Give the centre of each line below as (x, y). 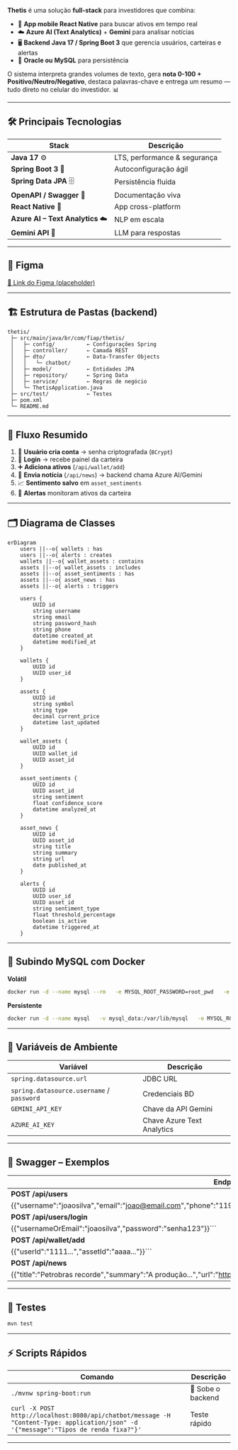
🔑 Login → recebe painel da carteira (70, 459)
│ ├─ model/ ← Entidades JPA (72, 369)
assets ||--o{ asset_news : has (68, 580)
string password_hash (65, 624)
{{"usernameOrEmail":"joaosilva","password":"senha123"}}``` (114, 1229)
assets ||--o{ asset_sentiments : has (77, 574)
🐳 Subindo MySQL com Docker (76, 962)
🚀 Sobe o (205, 1388)
